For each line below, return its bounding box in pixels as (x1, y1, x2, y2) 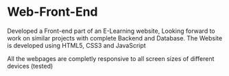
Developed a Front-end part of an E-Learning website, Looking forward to (7, 27, 215, 35)
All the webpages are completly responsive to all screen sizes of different (7, 54, 215, 62)
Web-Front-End (7, 4, 98, 20)
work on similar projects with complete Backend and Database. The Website (7, 34, 223, 42)
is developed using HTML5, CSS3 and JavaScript (7, 41, 146, 49)
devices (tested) (7, 62, 53, 70)
